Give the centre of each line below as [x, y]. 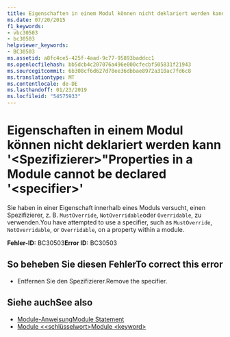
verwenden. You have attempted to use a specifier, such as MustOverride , [110, 222]
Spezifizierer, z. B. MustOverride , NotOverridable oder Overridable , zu [104, 215]
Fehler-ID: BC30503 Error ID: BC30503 [62, 243]
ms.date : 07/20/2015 [37, 20]
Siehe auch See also [50, 303]
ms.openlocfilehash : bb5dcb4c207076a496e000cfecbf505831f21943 [99, 65]
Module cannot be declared [87, 174]
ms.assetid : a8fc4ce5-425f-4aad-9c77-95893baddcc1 [81, 58]
